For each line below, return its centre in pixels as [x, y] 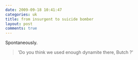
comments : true [21, 28]
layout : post [19, 24]
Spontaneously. [21, 42]
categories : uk [21, 14]
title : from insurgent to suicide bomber [50, 19]
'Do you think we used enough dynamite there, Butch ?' [75, 52]
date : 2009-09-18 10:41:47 [34, 10]
